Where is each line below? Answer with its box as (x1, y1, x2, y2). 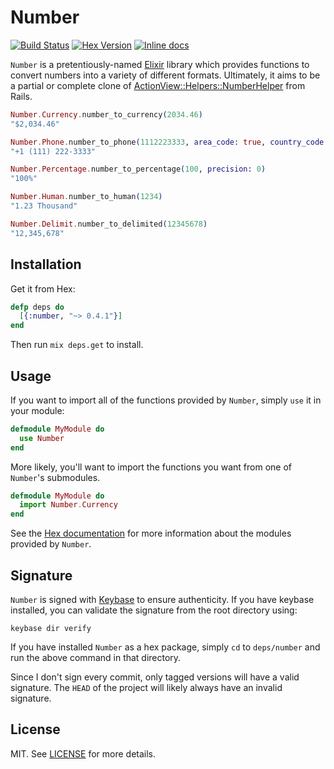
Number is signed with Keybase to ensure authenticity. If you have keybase (10, 594, 315, 605)
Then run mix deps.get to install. (10, 339, 144, 351)
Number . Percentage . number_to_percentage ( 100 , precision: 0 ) (10, 164, 267, 175)
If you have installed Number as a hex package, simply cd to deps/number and (10, 641, 321, 653)
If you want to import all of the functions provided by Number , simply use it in (10, 394, 322, 406)
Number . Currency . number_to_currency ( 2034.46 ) (10, 109, 203, 120)
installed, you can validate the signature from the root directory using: (10, 604, 298, 616)
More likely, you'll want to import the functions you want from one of (10, 461, 292, 473)
